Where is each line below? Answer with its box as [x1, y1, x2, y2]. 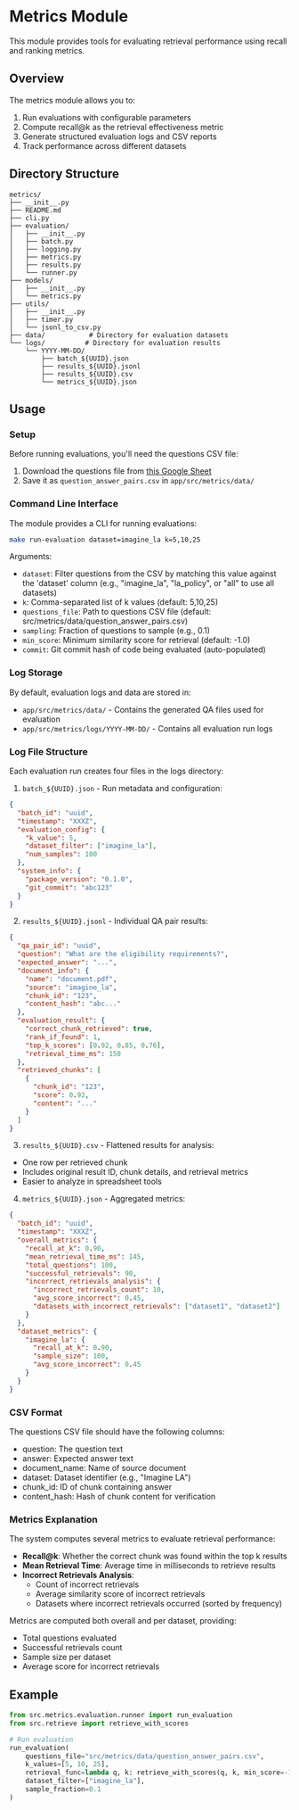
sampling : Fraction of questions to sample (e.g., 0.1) [21, 625, 211, 636]
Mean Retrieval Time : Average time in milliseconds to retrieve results [21, 1560, 276, 1571]
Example [9, 1687, 59, 1702]
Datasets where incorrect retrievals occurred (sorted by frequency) [35, 1599, 283, 1609]
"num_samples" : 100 [25, 850, 98, 859]
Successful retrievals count [21, 1642, 123, 1653]
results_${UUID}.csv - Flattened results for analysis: [21, 1140, 214, 1151]
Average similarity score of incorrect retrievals [35, 1589, 206, 1599]
